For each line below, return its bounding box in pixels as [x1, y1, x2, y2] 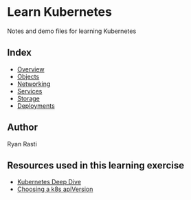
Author [7, 122, 38, 133]
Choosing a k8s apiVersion [16, 185, 93, 193]
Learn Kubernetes [7, 4, 112, 20]
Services [16, 87, 43, 95]
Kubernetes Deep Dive [16, 178, 81, 186]
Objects [16, 72, 40, 80]
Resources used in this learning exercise [7, 159, 185, 171]
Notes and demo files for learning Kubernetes [7, 27, 137, 35]
